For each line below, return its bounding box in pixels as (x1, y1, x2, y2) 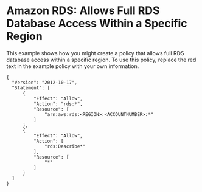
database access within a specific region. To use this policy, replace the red (6, 56, 197, 63)
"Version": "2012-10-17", (12, 80, 78, 86)
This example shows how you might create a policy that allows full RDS (6, 49, 184, 57)
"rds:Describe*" (44, 143, 86, 149)
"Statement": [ (12, 84, 50, 91)
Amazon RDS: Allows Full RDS (6, 4, 160, 18)
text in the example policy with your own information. (6, 62, 139, 70)
